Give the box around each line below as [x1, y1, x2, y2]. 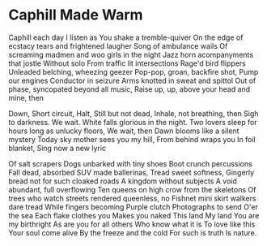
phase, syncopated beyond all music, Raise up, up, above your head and [8, 84, 251, 94]
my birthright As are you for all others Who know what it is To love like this [8, 219, 256, 229]
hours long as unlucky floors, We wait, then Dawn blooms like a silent [8, 126, 239, 136]
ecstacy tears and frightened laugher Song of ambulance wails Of [8, 41, 228, 50]
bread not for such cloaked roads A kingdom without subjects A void [8, 176, 237, 186]
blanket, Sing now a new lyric [8, 143, 107, 153]
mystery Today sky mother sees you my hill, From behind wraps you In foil [8, 134, 256, 144]
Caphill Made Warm [8, 6, 143, 24]
